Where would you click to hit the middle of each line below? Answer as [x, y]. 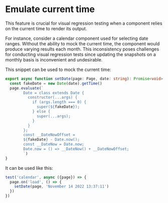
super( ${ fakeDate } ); [58, 107]
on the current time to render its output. [46, 28]
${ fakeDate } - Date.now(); [52, 140]
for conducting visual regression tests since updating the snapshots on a [80, 54]
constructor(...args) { [53, 97]
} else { [41, 112]
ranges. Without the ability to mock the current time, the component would [82, 43]
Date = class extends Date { [54, 93]
